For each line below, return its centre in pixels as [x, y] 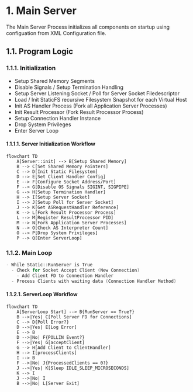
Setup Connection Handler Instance [58, 118]
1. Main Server [42, 11]
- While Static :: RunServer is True [49, 265]
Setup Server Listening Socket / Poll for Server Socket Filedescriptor [97, 93]
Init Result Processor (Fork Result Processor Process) [79, 112]
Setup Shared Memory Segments [55, 81]
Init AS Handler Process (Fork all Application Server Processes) [91, 106]
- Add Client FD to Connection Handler [65, 276]
